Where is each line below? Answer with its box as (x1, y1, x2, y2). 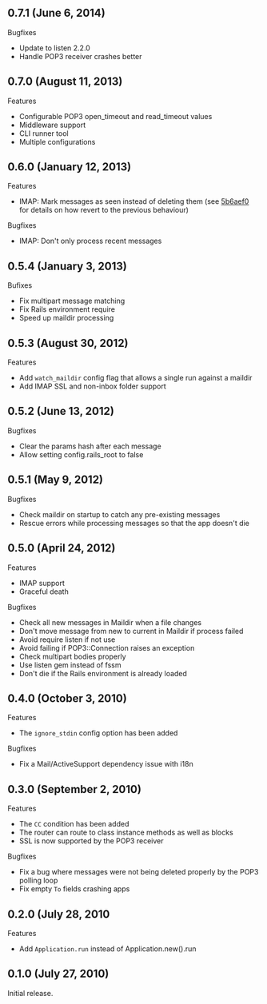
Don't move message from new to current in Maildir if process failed (18, 626, 244, 635)
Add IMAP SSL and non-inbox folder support (18, 381, 166, 391)
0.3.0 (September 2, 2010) (7, 783, 141, 796)
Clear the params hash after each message (18, 441, 161, 451)
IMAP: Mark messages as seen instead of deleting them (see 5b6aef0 (18, 197, 249, 206)
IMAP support (18, 578, 66, 588)
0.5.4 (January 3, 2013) (7, 259, 127, 273)
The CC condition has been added (18, 819, 130, 829)
